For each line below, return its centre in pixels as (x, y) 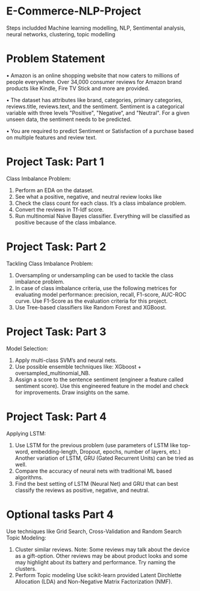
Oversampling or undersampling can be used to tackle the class (94, 275)
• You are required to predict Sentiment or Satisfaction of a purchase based (100, 131)
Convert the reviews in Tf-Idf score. (59, 209)
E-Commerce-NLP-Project (74, 11)
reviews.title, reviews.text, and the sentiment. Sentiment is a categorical (95, 106)
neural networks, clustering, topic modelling (61, 34)
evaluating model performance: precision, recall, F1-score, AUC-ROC (101, 294)
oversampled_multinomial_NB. (52, 373)
